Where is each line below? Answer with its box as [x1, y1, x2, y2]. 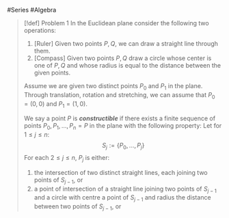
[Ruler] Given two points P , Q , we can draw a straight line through [33, 40, 219, 47]
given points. [33, 68, 71, 77]
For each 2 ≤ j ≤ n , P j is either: [23, 153, 110, 163]
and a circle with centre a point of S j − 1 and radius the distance [33, 193, 211, 204]
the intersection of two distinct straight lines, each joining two [33, 168, 208, 176]
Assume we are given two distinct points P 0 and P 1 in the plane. [23, 82, 203, 92]
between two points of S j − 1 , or [33, 202, 122, 212]
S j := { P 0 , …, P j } [102, 141, 145, 151]
